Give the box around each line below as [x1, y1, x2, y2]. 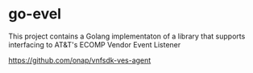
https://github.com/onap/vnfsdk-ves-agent [8, 55, 151, 65]
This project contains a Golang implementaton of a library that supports [8, 31, 246, 41]
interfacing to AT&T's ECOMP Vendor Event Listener [8, 39, 181, 49]
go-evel [8, 5, 62, 23]
